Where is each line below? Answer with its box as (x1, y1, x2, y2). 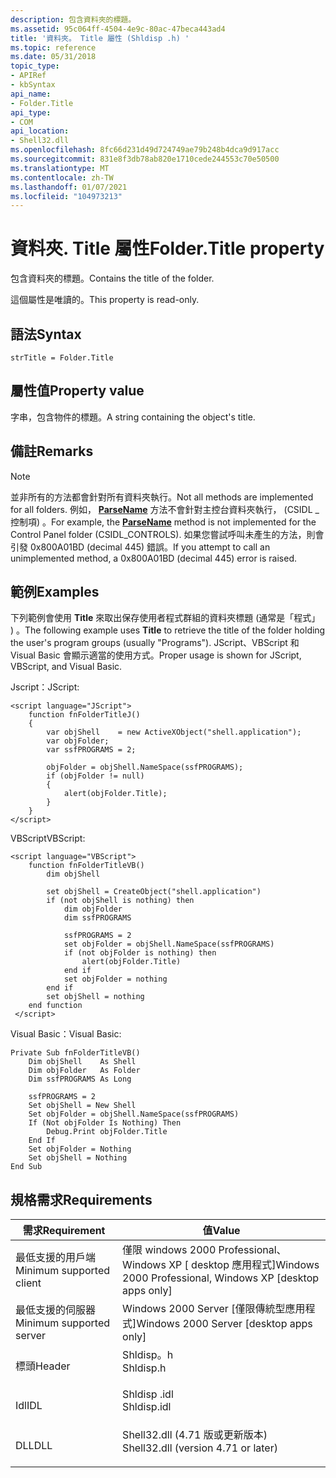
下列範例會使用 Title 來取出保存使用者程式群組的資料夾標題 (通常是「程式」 (10, 612, 321, 624)
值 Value (202, 1224, 241, 1238)
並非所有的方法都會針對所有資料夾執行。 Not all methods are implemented (10, 491, 314, 503)
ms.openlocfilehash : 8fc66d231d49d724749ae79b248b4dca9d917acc (10, 145, 280, 155)
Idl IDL (15, 1399, 43, 1413)
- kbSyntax (10, 80, 56, 90)
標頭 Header (15, 1359, 71, 1373)
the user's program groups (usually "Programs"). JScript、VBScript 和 (10, 637, 300, 649)
